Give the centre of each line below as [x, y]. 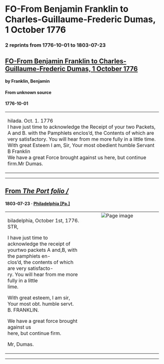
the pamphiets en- [29, 256]
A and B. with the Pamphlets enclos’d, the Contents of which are [81, 133]
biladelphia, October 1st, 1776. [43, 220]
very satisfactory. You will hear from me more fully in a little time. [82, 139]
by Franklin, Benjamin [28, 81]
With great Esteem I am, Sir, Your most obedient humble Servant [81, 145]
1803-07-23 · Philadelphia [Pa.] [38, 203]
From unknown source [28, 92]
